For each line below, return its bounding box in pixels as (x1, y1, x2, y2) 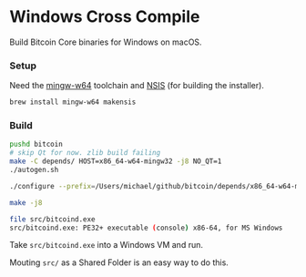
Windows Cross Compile (9, 6, 200, 27)
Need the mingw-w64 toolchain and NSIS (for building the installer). (9, 80, 264, 91)
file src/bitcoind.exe (9, 214, 96, 224)
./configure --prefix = (9, 181, 96, 190)
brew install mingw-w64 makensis (9, 97, 137, 107)
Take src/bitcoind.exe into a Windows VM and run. (9, 240, 203, 251)
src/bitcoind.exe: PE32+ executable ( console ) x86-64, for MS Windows (9, 223, 283, 232)
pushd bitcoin (9, 139, 64, 149)
